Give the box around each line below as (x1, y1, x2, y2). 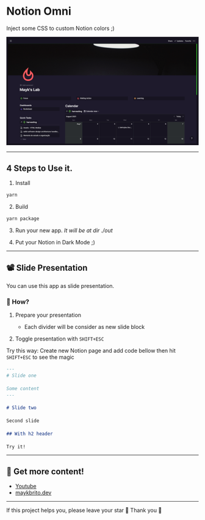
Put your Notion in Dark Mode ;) (15, 239, 96, 246)
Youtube (15, 483, 37, 490)
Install (15, 179, 31, 187)
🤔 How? (6, 297, 29, 306)
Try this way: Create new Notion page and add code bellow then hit (6, 347, 176, 355)
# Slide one (6, 372, 37, 379)
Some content (6, 385, 40, 391)
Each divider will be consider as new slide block (24, 323, 145, 331)
